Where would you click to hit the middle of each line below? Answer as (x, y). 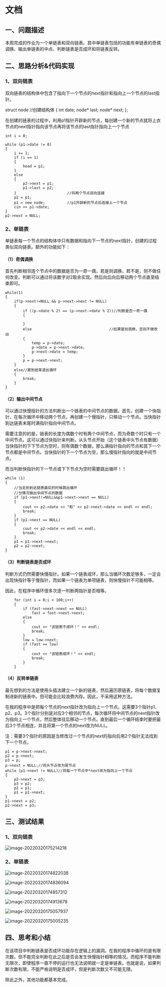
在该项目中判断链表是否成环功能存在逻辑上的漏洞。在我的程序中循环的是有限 (83, 950)
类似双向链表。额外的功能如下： (38, 247)
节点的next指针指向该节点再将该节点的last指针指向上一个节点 (67, 126)
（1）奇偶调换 (19, 259)
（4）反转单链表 (22, 678)
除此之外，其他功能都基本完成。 (38, 980)
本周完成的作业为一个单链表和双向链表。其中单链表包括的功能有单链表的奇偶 (83, 43)
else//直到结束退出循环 (35, 370)
